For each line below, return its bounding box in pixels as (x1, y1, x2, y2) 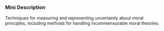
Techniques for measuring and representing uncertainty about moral (5, 15, 144, 21)
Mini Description (5, 4, 46, 11)
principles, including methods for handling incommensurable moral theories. (5, 20, 160, 26)
